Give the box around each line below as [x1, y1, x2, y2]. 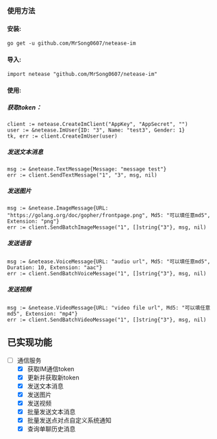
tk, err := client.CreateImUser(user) [7, 132, 118, 140]
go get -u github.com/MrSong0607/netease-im [7, 40, 136, 47]
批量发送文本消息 [27, 407, 76, 416]
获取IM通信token [27, 364, 75, 373]
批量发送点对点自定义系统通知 [27, 416, 112, 425]
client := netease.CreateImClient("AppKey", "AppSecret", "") [7, 121, 188, 127]
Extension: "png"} [7, 218, 60, 225]
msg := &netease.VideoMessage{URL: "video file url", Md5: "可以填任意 [7, 304, 211, 311]
